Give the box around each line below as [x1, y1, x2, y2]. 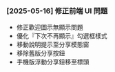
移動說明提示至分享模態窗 [16, 40, 90, 49]
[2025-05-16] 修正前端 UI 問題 [6, 6, 108, 15]
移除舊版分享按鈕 [16, 49, 65, 57]
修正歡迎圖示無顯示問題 [16, 23, 83, 32]
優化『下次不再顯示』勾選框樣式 [16, 32, 107, 40]
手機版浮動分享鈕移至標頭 [16, 57, 90, 66]
